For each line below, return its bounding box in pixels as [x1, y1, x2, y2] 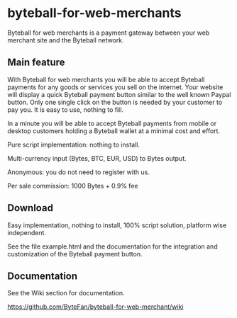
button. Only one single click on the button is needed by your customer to [7, 98, 223, 106]
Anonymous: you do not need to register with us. [7, 168, 150, 176]
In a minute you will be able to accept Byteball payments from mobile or [7, 119, 217, 127]
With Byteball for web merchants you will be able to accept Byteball [7, 75, 205, 84]
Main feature [7, 57, 65, 69]
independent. [7, 228, 47, 237]
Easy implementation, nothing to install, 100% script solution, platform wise [7, 221, 227, 229]
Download [7, 202, 53, 214]
